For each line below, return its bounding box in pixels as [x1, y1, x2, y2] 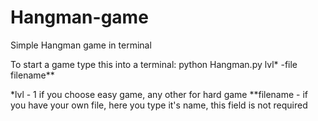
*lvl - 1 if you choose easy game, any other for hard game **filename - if [10, 88, 309, 100]
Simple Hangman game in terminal [10, 39, 152, 51]
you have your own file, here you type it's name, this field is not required [10, 99, 308, 111]
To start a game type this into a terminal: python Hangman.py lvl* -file [10, 58, 298, 70]
